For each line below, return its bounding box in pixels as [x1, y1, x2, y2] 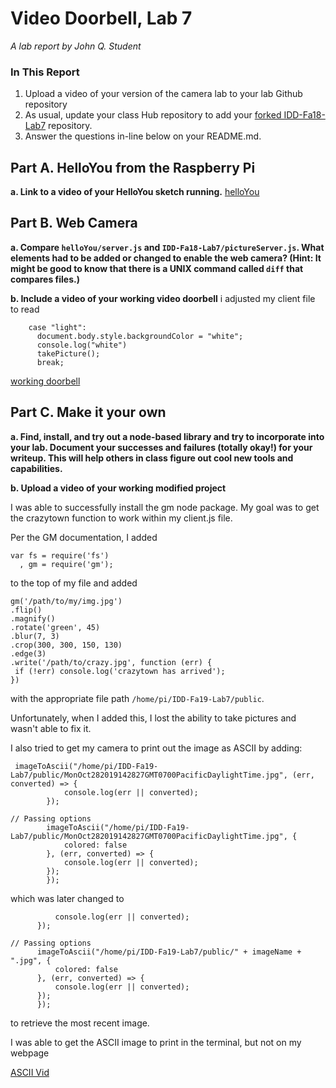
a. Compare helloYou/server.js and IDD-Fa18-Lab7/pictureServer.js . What [10, 241, 325, 253]
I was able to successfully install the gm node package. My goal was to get [10, 501, 320, 513]
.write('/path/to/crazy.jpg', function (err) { [10, 657, 213, 667]
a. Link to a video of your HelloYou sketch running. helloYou [10, 186, 260, 198]
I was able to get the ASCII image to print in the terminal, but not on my [10, 1036, 302, 1048]
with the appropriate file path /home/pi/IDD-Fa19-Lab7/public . [10, 692, 265, 704]
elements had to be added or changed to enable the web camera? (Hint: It [10, 252, 322, 264]
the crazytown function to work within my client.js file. [10, 512, 233, 524]
